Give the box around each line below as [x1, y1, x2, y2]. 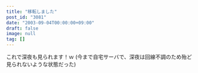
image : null [6, 31, 36, 37]
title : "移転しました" [6, 8, 57, 15]
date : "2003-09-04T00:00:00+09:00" [6, 20, 95, 26]
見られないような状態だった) [6, 61, 76, 68]
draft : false [6, 25, 39, 31]
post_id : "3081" [6, 14, 47, 20]
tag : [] [6, 36, 26, 42]
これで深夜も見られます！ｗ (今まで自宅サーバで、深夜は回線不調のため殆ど [6, 53, 192, 60]
